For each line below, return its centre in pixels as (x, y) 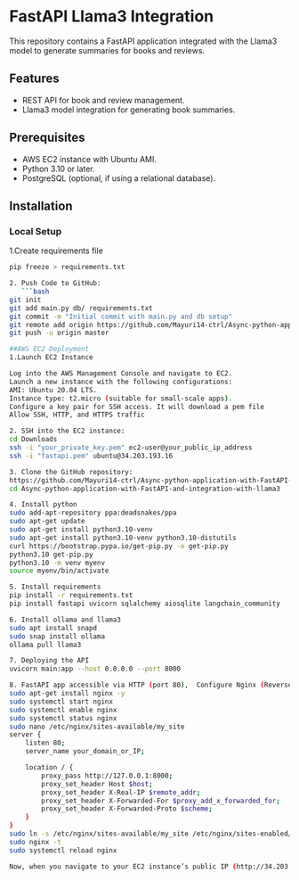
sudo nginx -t (36, 842)
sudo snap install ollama (57, 636)
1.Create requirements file (57, 251)
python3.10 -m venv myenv (57, 563)
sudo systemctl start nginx (61, 702)
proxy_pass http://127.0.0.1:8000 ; (107, 776)
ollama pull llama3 (45, 645)
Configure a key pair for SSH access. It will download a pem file (137, 407)
